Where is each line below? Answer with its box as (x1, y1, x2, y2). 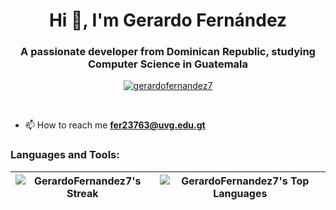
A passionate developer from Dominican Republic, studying (20, 45, 316, 59)
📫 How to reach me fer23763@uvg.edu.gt (24, 119, 206, 131)
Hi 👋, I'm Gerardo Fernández (48, 9, 288, 32)
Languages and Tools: (10, 148, 120, 162)
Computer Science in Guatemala (87, 57, 248, 71)
